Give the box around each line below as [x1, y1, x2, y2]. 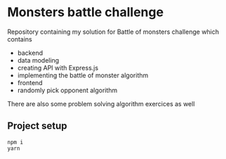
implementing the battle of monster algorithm [17, 71, 149, 79]
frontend [17, 78, 44, 87]
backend [17, 49, 44, 57]
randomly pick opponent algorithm [17, 86, 118, 94]
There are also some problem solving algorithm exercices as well [7, 99, 195, 108]
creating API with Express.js [17, 63, 99, 72]
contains [7, 34, 33, 43]
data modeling [17, 56, 60, 64]
